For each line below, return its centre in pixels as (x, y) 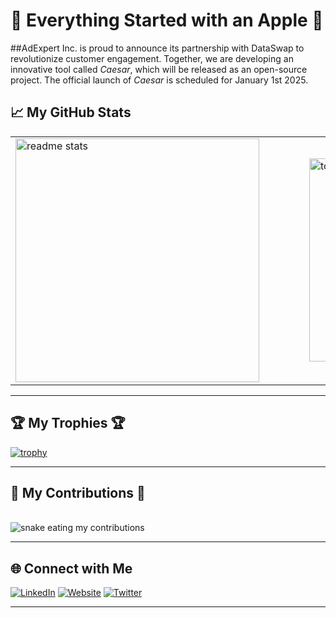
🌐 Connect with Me (71, 568)
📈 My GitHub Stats (71, 112)
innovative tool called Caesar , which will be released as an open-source (159, 69)
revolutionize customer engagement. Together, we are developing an (152, 58)
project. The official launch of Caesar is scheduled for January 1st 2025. (159, 80)
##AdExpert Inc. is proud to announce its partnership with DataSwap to (157, 48)
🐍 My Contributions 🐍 (78, 492)
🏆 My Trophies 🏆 (68, 423)
